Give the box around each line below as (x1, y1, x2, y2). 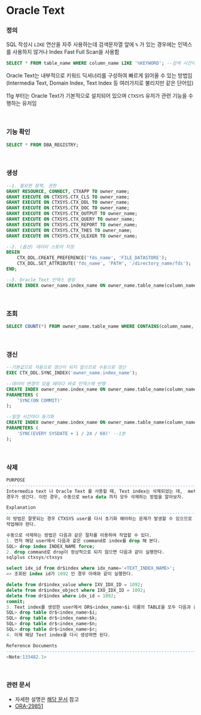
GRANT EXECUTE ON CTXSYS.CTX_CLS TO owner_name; (6, 194, 130, 200)
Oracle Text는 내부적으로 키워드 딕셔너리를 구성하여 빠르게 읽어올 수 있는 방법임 (6, 72, 193, 79)
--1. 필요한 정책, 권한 (6, 182, 57, 189)
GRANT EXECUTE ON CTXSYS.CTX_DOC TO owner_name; (6, 205, 130, 211)
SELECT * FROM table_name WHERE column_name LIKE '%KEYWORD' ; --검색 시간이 (6, 61, 196, 67)
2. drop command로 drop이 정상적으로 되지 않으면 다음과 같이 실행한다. (6, 549, 165, 555)
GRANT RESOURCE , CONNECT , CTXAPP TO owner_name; (6, 188, 130, 194)
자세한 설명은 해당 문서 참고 (14, 695, 80, 702)
